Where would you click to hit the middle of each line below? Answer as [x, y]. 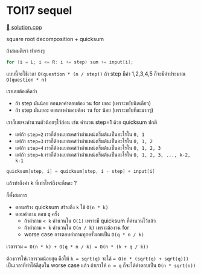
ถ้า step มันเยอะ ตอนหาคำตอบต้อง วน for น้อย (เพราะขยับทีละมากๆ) [84, 110]
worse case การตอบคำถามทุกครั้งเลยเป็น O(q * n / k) [84, 234]
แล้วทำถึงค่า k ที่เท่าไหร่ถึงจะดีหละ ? [42, 183]
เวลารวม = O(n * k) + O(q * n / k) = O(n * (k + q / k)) [78, 246]
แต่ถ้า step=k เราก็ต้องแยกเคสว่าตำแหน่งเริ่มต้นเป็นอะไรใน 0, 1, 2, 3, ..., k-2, [103, 154]
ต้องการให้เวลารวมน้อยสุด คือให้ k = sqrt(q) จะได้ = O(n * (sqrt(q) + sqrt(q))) [97, 258]
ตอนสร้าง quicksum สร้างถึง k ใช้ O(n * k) [62, 207]
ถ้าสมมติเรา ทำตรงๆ [26, 50]
